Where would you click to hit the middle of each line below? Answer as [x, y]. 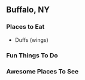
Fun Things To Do [32, 55]
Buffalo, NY [28, 10]
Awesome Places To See [42, 71]
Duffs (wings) [32, 40]
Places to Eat [25, 27]
